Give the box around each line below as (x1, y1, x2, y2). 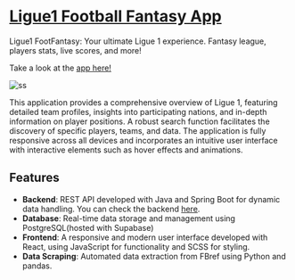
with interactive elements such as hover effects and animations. (9, 144, 243, 155)
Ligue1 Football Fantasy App (9, 6, 222, 27)
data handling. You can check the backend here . (21, 203, 201, 214)
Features (9, 170, 60, 185)
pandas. (21, 260, 53, 271)
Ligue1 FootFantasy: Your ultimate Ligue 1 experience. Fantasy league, (9, 36, 267, 46)
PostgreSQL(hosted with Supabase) (21, 222, 154, 233)
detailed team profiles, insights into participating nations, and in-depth (9, 106, 267, 117)
